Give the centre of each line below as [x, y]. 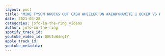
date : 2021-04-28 [23, 19]
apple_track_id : [22, 41]
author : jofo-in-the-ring [31, 28]
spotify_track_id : [24, 32]
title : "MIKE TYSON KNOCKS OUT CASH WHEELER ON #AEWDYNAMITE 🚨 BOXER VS [81, 14]
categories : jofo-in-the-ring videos [44, 23]
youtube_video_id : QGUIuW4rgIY [37, 37]
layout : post [18, 9]
